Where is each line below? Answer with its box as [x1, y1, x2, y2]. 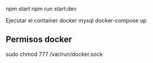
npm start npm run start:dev [6, 5, 77, 12]
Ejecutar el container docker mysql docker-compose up [6, 17, 147, 24]
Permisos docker [6, 35, 73, 45]
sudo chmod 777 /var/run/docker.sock [6, 50, 103, 58]
